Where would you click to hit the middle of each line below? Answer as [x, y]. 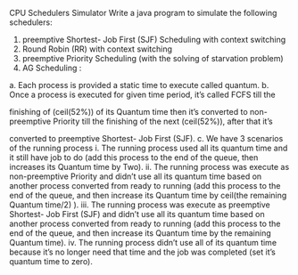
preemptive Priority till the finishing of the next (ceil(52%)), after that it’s [141, 121]
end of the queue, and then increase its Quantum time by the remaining [141, 233]
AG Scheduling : [52, 68]
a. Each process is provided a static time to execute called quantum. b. [139, 85]
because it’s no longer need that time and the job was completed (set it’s [143, 252]
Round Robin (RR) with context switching [97, 49]
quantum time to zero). [51, 261]
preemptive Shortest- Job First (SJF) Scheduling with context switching [154, 40]
